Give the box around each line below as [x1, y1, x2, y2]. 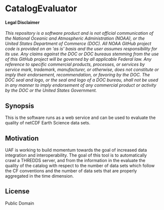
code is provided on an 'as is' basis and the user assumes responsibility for [5, 46, 158, 52]
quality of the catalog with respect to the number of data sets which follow [5, 163, 155, 169]
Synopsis [5, 101, 34, 110]
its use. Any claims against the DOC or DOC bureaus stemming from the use [5, 51, 159, 57]
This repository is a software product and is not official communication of [5, 30, 154, 36]
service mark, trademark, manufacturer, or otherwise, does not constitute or [5, 67, 159, 72]
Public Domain [5, 200, 34, 206]
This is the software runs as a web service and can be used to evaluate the [5, 115, 156, 120]
